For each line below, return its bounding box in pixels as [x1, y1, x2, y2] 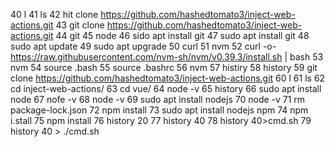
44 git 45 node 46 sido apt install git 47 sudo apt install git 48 [55, 30, 310, 41]
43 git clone [55, 19, 105, 31]
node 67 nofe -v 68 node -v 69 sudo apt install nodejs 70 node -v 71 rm [10, 94, 306, 105]
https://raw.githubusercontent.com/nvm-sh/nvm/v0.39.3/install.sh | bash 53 [10, 51, 324, 63]
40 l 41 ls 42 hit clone [10, 9, 99, 20]
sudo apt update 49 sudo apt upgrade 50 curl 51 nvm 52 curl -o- [10, 40, 277, 52]
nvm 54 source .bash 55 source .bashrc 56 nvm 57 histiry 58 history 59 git [10, 62, 318, 73]
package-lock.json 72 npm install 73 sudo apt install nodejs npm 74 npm [10, 104, 309, 116]
